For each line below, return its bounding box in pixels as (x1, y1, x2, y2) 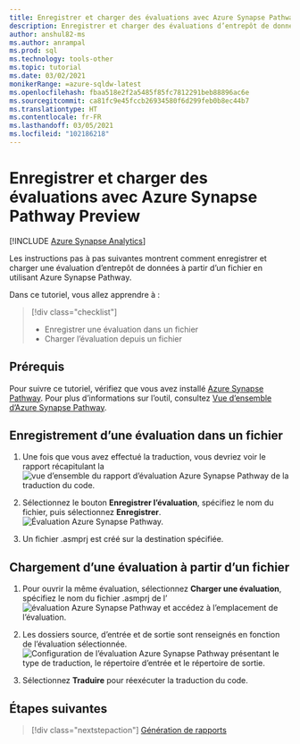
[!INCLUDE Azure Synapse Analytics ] (9, 235, 146, 246)
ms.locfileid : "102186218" (9, 130, 110, 139)
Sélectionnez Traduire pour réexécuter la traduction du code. (21, 675, 248, 686)
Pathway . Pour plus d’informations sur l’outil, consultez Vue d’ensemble (9, 393, 272, 403)
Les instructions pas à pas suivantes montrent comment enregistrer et (9, 252, 268, 264)
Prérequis (9, 359, 65, 375)
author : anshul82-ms (9, 30, 87, 38)
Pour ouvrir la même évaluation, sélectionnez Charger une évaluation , (21, 583, 282, 595)
